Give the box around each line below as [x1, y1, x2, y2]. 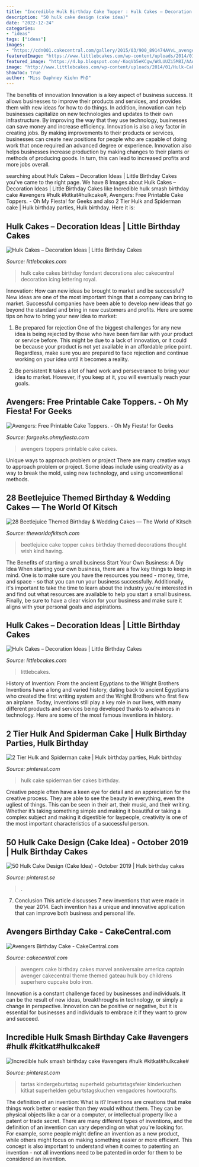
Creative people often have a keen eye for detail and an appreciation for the [6, 789, 191, 796]
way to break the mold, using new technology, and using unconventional [6, 469, 183, 476]
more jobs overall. [6, 161, 50, 168]
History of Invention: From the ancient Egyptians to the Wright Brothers [6, 680, 179, 687]
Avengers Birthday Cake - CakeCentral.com [6, 927, 172, 937]
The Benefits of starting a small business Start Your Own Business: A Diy [6, 559, 184, 566]
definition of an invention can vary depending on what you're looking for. [6, 1124, 184, 1131]
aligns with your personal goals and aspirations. [6, 603, 123, 610]
